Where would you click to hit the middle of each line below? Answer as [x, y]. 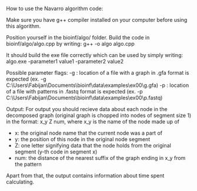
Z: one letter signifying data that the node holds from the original [93, 145]
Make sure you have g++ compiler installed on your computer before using [97, 20]
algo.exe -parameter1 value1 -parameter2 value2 [65, 61]
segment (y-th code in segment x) [56, 152]
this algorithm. [24, 26]
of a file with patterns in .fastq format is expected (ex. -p [74, 91]
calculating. [20, 182]
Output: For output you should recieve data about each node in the [87, 109]
